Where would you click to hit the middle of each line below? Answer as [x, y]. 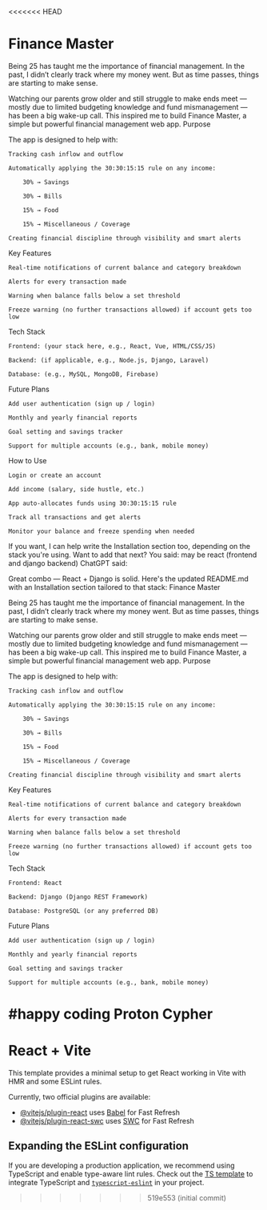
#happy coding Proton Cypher [111, 1014]
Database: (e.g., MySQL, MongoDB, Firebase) [84, 374]
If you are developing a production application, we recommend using [122, 1165]
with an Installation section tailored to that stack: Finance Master [114, 587]
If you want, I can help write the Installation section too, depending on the [129, 546]
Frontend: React [35, 883]
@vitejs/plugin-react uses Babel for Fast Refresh [100, 1112]
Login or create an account [55, 475]
